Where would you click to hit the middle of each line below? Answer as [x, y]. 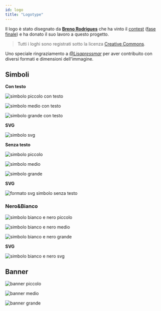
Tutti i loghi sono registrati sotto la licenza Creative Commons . [81, 44]
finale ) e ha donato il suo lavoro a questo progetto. [57, 34]
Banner [17, 272]
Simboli [17, 74]
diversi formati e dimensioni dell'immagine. [49, 59]
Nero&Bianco [22, 206]
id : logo [14, 10]
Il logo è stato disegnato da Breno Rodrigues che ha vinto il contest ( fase [80, 29]
